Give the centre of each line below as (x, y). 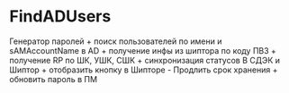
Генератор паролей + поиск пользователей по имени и (116, 41)
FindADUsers (60, 17)
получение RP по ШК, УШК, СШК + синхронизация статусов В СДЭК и (145, 60)
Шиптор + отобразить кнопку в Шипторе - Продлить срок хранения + (144, 70)
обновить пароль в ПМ (53, 79)
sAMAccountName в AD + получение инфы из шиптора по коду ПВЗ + (143, 50)
